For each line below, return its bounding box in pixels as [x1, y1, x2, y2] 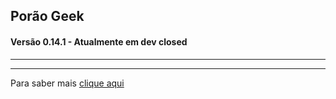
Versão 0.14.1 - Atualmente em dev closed [10, 35, 188, 48]
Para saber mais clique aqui [10, 77, 125, 89]
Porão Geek [10, 8, 85, 25]
